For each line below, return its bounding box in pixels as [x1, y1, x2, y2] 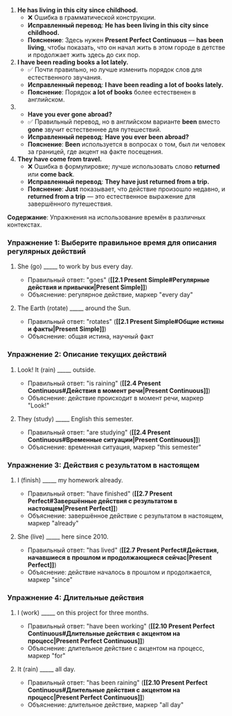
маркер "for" [27, 651, 66, 660]
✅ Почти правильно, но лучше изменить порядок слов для [27, 65, 202, 74]
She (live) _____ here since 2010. [17, 532, 109, 541]
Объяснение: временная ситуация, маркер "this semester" [27, 443, 202, 451]
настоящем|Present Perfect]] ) [27, 504, 118, 512]
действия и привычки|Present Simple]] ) [27, 283, 148, 291]
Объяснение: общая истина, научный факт [27, 332, 154, 341]
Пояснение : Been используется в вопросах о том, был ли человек [27, 140, 226, 148]
